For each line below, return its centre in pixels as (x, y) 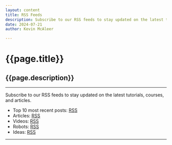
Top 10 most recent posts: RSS (45, 110)
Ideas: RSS (24, 132)
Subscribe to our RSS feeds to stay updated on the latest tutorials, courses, (85, 95)
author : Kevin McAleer (29, 29)
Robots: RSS (26, 127)
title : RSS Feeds (24, 15)
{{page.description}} (40, 78)
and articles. (18, 100)
